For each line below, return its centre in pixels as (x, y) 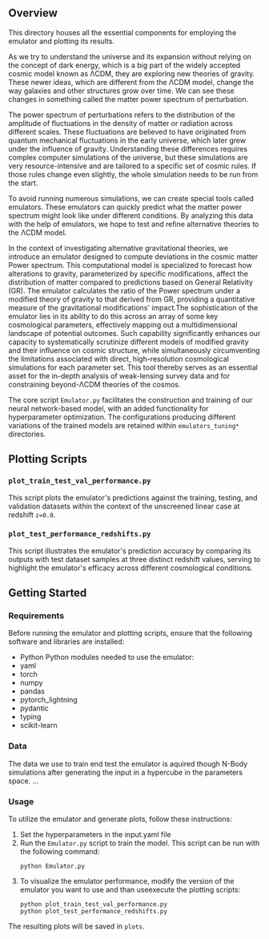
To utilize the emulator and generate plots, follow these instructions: (120, 819)
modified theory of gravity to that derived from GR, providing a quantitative (132, 299)
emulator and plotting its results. (61, 41)
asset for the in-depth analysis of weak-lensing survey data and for (119, 375)
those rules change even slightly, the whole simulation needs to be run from (133, 174)
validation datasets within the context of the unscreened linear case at (124, 506)
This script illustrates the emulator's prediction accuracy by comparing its (130, 550)
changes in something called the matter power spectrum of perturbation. (128, 99)
